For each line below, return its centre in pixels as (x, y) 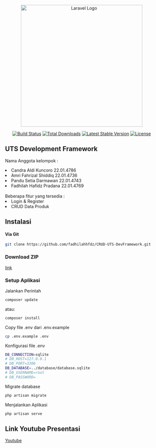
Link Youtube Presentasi (43, 429)
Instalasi (18, 222)
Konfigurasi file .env (25, 346)
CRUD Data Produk (30, 206)
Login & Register (28, 201)
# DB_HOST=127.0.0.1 (26, 359)
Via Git (12, 234)
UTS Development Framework (52, 149)
